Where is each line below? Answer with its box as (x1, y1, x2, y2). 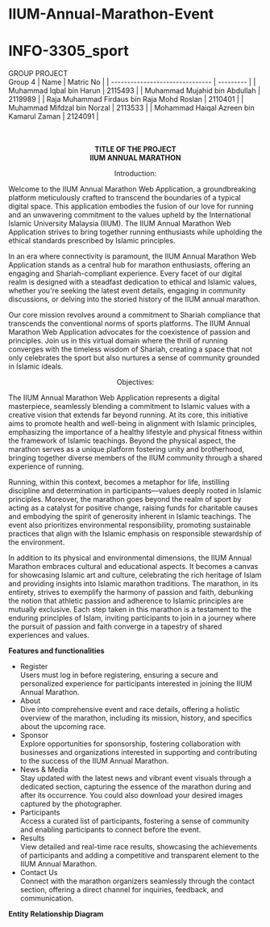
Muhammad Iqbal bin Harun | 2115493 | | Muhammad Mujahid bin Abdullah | (8, 86, 260, 95)
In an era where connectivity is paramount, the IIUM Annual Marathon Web (8, 251, 256, 261)
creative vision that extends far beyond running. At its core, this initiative (8, 410, 248, 420)
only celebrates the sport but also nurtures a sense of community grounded (8, 353, 260, 363)
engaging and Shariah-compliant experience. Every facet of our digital (8, 268, 243, 279)
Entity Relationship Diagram (8, 909, 104, 919)
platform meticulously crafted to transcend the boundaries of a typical (8, 193, 241, 203)
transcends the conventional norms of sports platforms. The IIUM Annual (8, 318, 251, 328)
